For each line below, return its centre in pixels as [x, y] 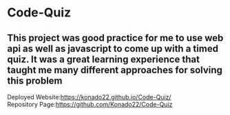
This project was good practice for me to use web [115, 38]
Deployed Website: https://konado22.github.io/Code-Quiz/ [89, 97]
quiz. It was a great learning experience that [103, 59]
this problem [35, 80]
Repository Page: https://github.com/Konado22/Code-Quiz [90, 104]
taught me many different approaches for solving [115, 70]
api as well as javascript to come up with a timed [113, 48]
